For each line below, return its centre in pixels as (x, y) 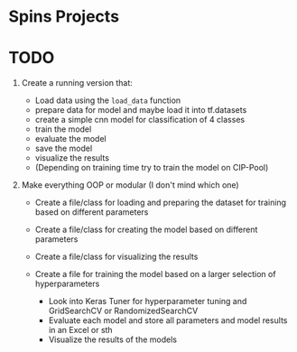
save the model (64, 148)
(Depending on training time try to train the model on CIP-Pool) (152, 168)
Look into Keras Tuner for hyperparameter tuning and (148, 301)
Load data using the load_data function (108, 100)
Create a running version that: (77, 83)
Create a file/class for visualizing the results (116, 257)
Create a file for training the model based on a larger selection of (155, 274)
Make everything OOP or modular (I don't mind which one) (130, 185)
